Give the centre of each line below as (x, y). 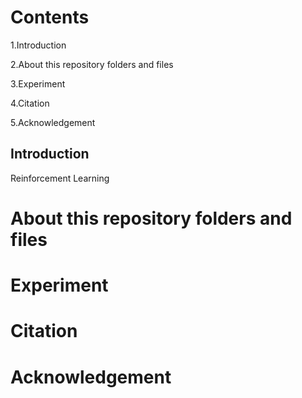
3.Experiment (38, 83)
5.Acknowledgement (53, 122)
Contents (50, 17)
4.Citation (30, 103)
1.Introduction (38, 45)
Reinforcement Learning (60, 178)
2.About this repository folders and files (92, 64)
